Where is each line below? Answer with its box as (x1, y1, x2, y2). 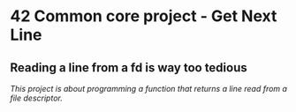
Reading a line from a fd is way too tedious (10, 60, 248, 75)
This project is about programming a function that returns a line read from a (10, 84, 288, 93)
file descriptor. (10, 93, 63, 103)
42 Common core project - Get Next (10, 6, 277, 26)
